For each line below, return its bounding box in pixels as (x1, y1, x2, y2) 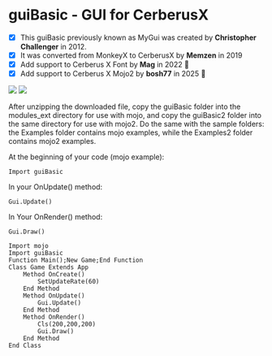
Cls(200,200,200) (37, 320, 96, 328)
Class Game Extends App (8, 263, 89, 271)
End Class (8, 341, 42, 350)
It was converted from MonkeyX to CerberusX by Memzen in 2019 (19, 50, 243, 60)
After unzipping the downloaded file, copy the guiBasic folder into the (8, 102, 241, 111)
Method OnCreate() (23, 271, 85, 279)
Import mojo (8, 242, 49, 250)
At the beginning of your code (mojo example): (8, 152, 165, 162)
